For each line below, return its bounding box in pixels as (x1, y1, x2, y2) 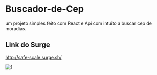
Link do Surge (5, 41, 50, 49)
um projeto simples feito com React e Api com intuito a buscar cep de (5, 20, 152, 26)
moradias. (5, 25, 27, 31)
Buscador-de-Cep (5, 3, 84, 15)
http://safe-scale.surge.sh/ (5, 54, 62, 60)
